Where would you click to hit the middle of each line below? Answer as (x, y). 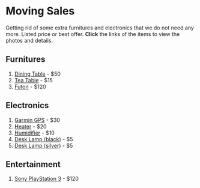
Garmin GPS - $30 (37, 120)
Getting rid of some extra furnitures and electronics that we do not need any (100, 28)
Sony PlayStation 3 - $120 (46, 179)
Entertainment (33, 164)
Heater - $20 (30, 126)
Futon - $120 (30, 86)
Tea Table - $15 (34, 80)
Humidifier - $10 (34, 133)
